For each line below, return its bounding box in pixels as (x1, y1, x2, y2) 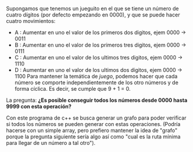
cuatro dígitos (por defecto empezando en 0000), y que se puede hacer (6, 11, 180, 18)
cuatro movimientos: (6, 18, 56, 24)
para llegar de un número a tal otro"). (6, 140, 96, 146)
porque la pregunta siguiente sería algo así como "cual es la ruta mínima (6, 133, 181, 140)
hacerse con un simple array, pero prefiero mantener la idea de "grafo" (6, 127, 178, 134)
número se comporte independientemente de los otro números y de (14, 79, 179, 86)
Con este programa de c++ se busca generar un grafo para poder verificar (6, 114, 187, 121)
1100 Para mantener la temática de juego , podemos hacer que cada (14, 73, 178, 80)
